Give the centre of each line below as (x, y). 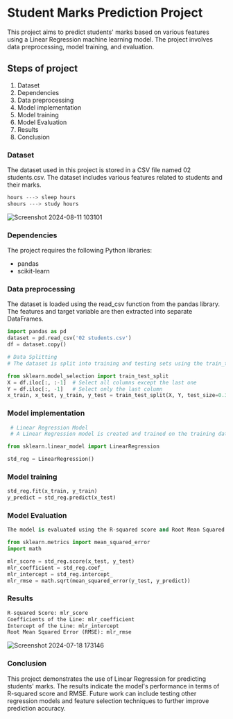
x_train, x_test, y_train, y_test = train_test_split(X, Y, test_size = (113, 396)
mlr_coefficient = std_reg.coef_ (55, 568)
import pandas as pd (37, 332)
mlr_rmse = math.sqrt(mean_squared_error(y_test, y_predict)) (99, 581)
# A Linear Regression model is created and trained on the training (113, 434)
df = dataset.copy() (37, 345)
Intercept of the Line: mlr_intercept (63, 626)
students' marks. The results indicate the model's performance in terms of (113, 686)
